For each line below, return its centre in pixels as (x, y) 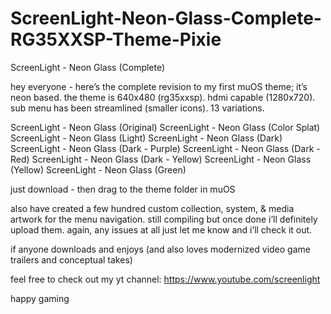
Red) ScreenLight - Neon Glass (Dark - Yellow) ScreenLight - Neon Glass (161, 159)
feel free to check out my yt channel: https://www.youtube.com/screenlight (165, 279)
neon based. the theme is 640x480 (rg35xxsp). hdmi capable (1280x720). (163, 97)
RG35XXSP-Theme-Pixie (116, 39)
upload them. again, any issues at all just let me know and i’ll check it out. (161, 229)
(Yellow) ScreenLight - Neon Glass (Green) (98, 169)
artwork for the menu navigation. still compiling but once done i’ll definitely (164, 219)
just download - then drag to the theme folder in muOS (123, 189)
